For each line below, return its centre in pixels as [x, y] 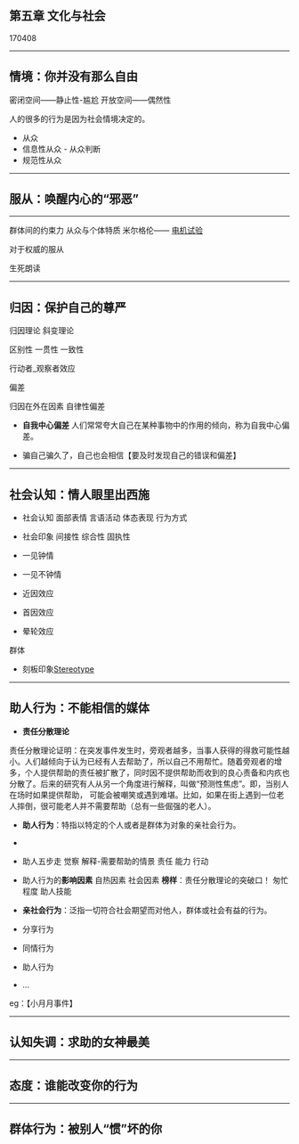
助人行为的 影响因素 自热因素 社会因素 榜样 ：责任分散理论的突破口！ [146, 879]
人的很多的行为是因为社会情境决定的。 [79, 118]
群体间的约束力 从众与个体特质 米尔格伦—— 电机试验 [106, 231]
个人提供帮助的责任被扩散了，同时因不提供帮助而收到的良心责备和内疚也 [157, 772]
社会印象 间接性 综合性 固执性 [76, 536]
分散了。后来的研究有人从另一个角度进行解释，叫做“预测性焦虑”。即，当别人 [149, 783]
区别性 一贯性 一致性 [47, 349]
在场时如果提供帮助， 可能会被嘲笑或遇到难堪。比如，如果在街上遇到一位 [143, 795]
